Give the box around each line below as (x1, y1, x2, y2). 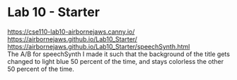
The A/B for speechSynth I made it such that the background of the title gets (7, 50, 230, 58)
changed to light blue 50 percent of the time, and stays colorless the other (7, 57, 224, 65)
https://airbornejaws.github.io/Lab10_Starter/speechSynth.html (7, 42, 190, 51)
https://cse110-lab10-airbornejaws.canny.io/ (7, 27, 135, 36)
